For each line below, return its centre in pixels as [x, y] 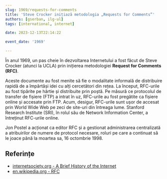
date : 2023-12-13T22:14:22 [33, 33]
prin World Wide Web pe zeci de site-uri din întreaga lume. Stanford [75, 107]
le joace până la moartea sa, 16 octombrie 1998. [54, 138]
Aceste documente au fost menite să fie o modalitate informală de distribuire [84, 81]
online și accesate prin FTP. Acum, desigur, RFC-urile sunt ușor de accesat [82, 102]
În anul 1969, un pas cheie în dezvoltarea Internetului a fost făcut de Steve [81, 60]
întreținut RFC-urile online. [32, 118]
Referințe [20, 154]
